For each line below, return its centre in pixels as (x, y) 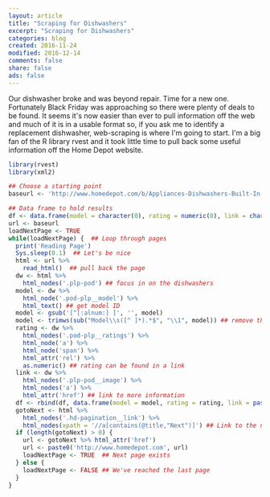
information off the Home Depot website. (76, 150)
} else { (30, 462)
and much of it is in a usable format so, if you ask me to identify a (117, 124)
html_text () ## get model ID (72, 306)
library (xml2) (32, 172)
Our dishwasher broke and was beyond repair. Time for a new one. (119, 98)
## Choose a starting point (55, 187)
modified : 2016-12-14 (45, 53)
